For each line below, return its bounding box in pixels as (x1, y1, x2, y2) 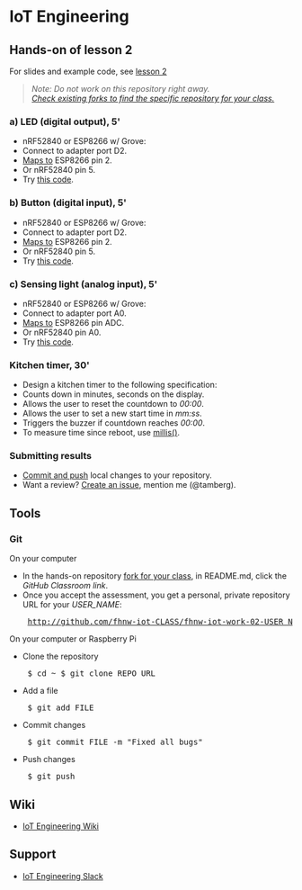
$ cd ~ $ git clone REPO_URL (27, 669, 155, 679)
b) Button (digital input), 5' (9, 196, 128, 209)
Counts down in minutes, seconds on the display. (22, 389, 205, 400)
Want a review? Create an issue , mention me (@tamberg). (22, 480, 236, 490)
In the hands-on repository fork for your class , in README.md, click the (22, 571, 288, 581)
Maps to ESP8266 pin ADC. (22, 317, 125, 328)
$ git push (27, 771, 75, 782)
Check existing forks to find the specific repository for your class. (31, 93, 275, 103)
